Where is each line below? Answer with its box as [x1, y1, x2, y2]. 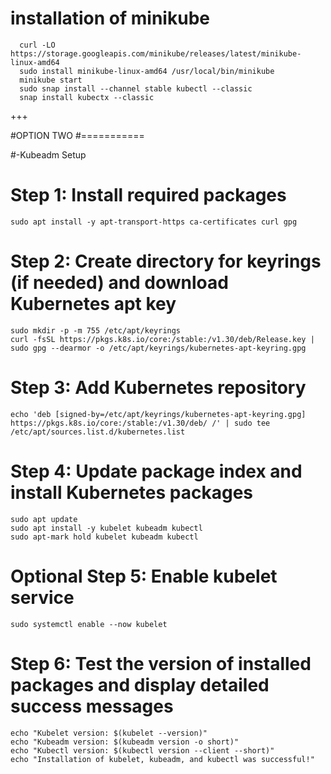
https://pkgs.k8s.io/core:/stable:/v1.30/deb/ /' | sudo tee [10, 418, 271, 428]
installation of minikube [10, 7, 210, 30]
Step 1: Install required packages [10, 184, 287, 207]
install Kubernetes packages [10, 481, 254, 504]
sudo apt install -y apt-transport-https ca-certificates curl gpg [10, 217, 298, 227]
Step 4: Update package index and [10, 460, 303, 482]
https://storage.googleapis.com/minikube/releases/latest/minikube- [10, 48, 302, 59]
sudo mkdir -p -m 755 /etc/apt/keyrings [10, 325, 182, 336]
